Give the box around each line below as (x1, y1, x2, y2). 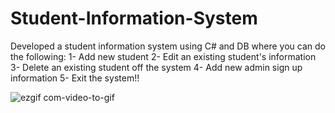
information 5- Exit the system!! (10, 72, 140, 84)
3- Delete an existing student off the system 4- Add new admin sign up (10, 61, 303, 73)
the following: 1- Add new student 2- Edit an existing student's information (10, 50, 317, 62)
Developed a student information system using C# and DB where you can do (10, 40, 326, 52)
